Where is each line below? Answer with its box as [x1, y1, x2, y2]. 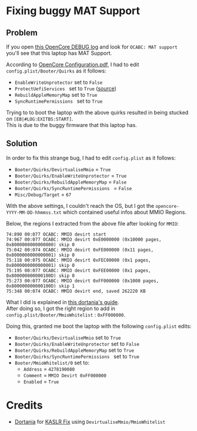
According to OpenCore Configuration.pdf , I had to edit [6, 61, 139, 68]
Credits [6, 399, 43, 412]
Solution [6, 139, 38, 149]
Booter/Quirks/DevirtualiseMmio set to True [14, 334, 121, 341]
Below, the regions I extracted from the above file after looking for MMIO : [6, 220, 179, 227]
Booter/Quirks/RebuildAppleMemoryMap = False [14, 178, 127, 185]
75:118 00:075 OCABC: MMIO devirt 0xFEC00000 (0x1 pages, [6, 257, 151, 263]
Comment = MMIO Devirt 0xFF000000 [23, 371, 107, 378]
